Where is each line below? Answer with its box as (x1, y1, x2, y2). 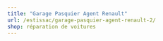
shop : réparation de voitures (7, 23, 97, 30)
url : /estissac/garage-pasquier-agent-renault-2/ (7, 17, 157, 24)
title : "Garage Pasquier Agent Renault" (7, 10, 128, 17)
